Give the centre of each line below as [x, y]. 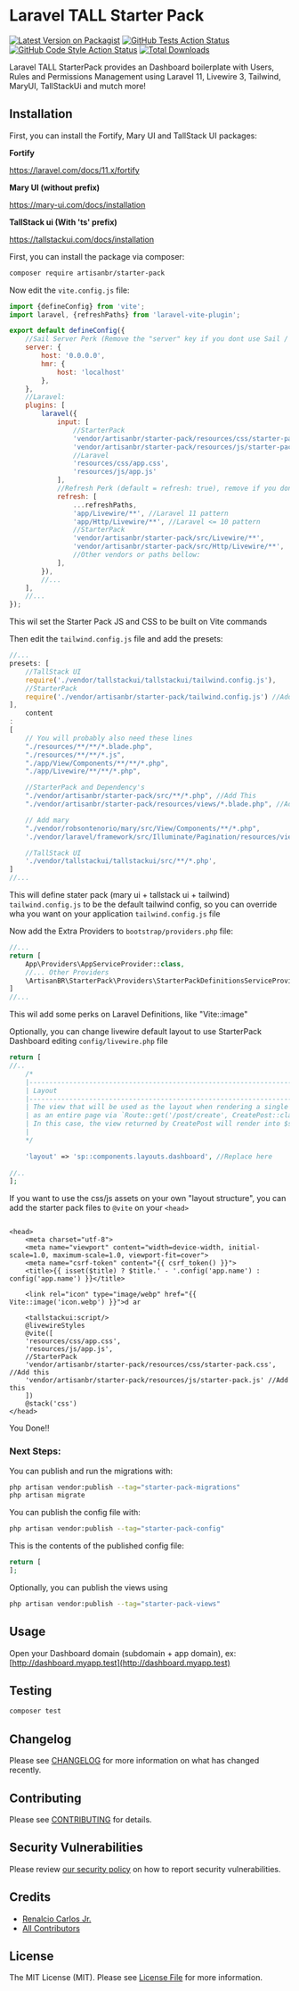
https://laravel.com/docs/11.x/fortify [74, 170]
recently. [25, 1770]
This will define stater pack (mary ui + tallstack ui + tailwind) [120, 895]
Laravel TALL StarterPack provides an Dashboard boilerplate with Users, [141, 67]
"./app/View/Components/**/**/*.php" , [97, 763]
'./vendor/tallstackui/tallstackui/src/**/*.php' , [121, 861]
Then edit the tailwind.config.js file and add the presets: [116, 639]
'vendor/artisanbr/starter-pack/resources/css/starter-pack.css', [151, 1365]
